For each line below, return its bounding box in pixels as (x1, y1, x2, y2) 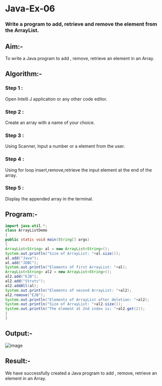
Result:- (5, 357, 31, 365)
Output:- (5, 329, 33, 338)
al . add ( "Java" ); (5, 256, 39, 260)
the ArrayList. (5, 27, 39, 34)
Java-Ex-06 (5, 3, 55, 14)
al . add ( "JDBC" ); (5, 260, 39, 265)
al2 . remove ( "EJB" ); (5, 292, 46, 298)
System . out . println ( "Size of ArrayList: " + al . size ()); (5, 251, 121, 256)
